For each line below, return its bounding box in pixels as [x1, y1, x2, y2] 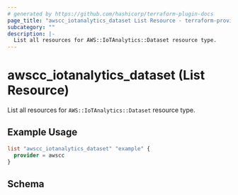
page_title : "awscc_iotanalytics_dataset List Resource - [7, 17, 182, 24]
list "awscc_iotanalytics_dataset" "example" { [7, 145, 151, 152]
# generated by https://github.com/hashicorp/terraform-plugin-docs [7, 10, 214, 18]
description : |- [7, 30, 55, 38]
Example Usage [7, 126, 78, 138]
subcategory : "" [7, 23, 55, 30]
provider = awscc [13, 152, 65, 159]
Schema [7, 178, 45, 190]
